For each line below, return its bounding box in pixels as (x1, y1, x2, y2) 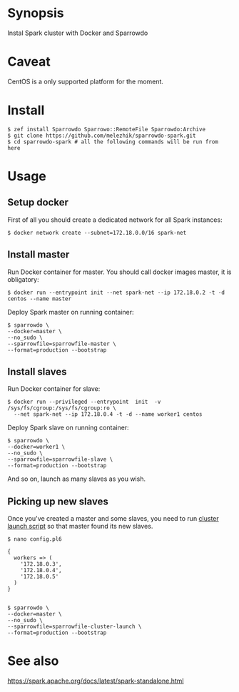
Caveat (7, 54, 51, 70)
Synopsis (7, 5, 64, 21)
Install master (7, 248, 70, 261)
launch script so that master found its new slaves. (7, 522, 153, 531)
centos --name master (7, 295, 72, 302)
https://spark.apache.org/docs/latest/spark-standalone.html (7, 676, 184, 686)
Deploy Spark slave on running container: (7, 423, 130, 432)
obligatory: (7, 275, 39, 283)
